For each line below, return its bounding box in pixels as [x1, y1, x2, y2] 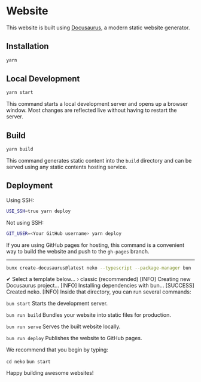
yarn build [6, 146, 33, 152]
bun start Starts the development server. [6, 300, 108, 307]
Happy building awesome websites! [6, 369, 94, 377]
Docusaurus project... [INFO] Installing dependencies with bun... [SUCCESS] [6, 282, 194, 289]
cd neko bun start [6, 359, 51, 365]
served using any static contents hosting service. [6, 163, 127, 170]
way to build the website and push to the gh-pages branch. [6, 247, 150, 255]
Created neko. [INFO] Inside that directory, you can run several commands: [6, 288, 191, 295]
